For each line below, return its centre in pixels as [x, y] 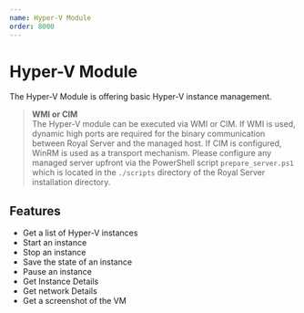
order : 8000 [32, 26]
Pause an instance [57, 272]
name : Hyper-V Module [51, 18]
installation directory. [71, 183]
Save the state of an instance [77, 262]
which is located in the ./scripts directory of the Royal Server [148, 172]
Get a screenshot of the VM [75, 301]
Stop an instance [54, 253]
